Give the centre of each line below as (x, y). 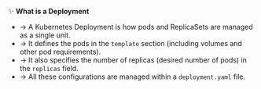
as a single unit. (45, 35)
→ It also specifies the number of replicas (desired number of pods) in (133, 60)
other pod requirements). (60, 52)
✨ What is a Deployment (49, 11)
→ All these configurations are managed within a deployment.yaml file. (132, 77)
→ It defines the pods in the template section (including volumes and (130, 43)
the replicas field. (49, 68)
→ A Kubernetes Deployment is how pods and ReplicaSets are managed (136, 27)
